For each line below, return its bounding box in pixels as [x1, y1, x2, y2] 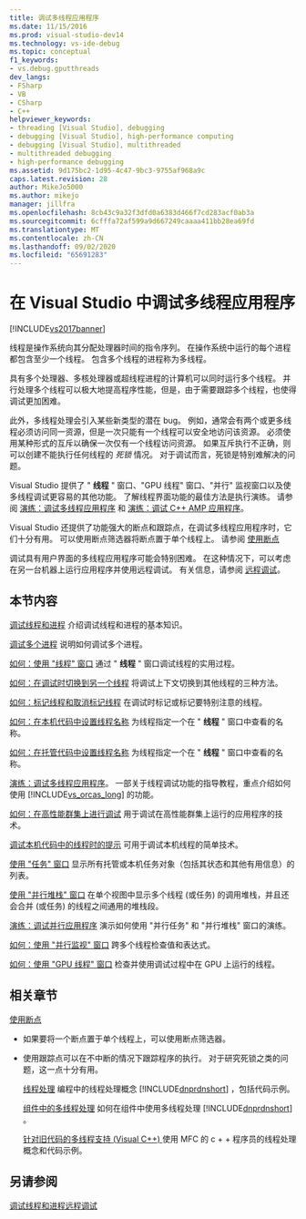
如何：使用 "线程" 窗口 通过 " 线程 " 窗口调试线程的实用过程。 [9, 658, 240, 669]
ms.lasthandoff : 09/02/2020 [9, 242, 117, 251]
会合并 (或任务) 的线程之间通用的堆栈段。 [9, 900, 164, 911]
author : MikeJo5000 [9, 183, 84, 192]
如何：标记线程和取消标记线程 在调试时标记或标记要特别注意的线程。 [9, 696, 267, 707]
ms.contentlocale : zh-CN [9, 233, 104, 242]
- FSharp [9, 81, 43, 90]
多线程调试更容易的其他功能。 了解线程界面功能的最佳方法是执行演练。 [9, 491, 275, 502]
